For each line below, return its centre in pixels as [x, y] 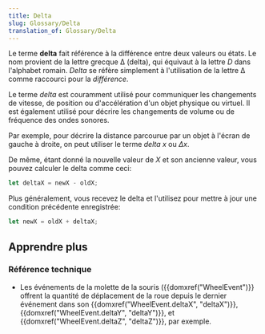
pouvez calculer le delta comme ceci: [70, 169]
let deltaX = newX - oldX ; [53, 183]
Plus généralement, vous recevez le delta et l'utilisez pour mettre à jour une [133, 198]
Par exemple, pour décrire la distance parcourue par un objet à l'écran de [129, 136]
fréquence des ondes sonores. [59, 120]
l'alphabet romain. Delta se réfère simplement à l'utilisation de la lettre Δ [127, 71]
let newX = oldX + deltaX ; [53, 222]
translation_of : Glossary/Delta [62, 31]
